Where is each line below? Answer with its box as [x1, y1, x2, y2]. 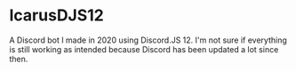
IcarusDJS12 [9, 5, 105, 26]
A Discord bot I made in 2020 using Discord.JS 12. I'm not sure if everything [9, 35, 287, 45]
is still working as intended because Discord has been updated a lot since [9, 43, 279, 54]
